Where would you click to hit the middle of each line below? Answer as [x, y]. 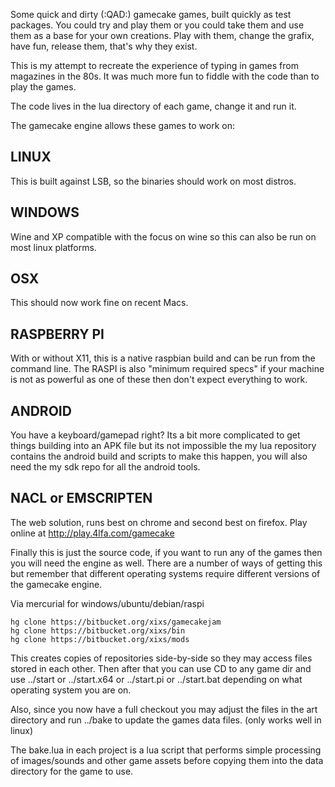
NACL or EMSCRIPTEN [81, 498]
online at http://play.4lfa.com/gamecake [92, 533]
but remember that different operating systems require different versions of [165, 573]
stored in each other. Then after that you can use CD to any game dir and [161, 668]
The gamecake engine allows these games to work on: [122, 125]
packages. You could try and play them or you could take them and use [157, 25]
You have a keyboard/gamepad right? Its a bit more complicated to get [155, 435]
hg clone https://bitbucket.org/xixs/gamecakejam [116, 622]
